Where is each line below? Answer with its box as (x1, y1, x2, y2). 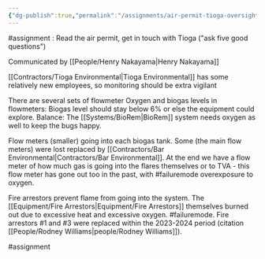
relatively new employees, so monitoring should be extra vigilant (8, 80, 217, 90)
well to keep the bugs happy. (8, 120, 103, 130)
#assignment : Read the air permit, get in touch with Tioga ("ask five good (8, 33, 248, 43)
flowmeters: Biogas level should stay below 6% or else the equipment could (8, 104, 255, 113)
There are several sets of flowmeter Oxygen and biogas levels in (8, 95, 218, 105)
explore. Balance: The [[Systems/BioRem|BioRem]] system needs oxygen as (8, 112, 256, 122)
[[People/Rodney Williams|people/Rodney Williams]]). (8, 226, 183, 236)
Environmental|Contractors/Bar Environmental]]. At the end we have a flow (8, 153, 251, 162)
